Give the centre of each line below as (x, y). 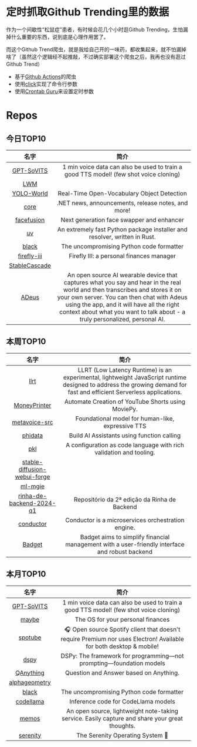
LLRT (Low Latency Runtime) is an (125, 370)
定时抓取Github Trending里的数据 (88, 12)
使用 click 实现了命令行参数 (46, 84)
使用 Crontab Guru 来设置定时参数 (54, 91)
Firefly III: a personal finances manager (122, 255)
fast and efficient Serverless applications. (125, 392)
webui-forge (33, 476)
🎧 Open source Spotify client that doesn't (122, 629)
